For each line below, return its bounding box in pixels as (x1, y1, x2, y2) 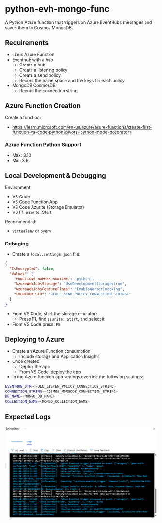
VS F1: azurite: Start (12, 209, 52, 215)
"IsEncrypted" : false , (9, 266, 55, 271)
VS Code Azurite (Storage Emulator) (12, 204, 84, 210)
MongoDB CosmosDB (12, 82, 56, 88)
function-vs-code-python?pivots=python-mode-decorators (12, 129, 131, 135)
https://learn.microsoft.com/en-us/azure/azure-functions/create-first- (12, 124, 152, 130)
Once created (12, 358, 40, 364)
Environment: (5, 184, 32, 190)
